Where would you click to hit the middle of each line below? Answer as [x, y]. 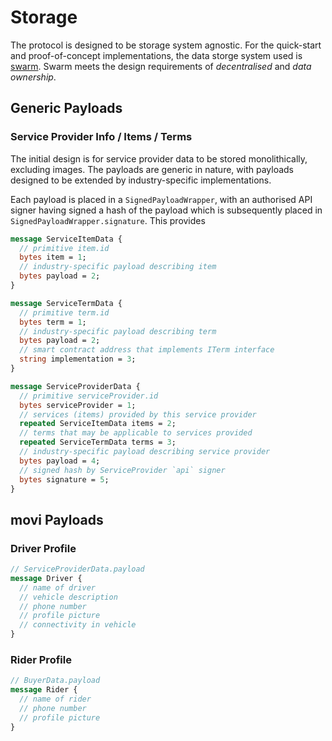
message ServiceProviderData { [75, 386]
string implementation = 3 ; [78, 359]
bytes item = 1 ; [53, 257]
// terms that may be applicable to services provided [136, 433]
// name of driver [58, 587]
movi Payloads [57, 519]
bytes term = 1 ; [53, 322]
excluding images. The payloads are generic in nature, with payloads [152, 169]
